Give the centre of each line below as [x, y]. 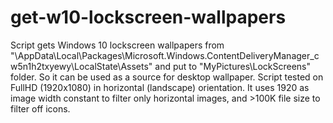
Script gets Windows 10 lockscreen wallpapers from [117, 45]
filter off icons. [40, 108]
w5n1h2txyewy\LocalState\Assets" [81, 66]
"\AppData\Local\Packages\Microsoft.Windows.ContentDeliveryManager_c [165, 55]
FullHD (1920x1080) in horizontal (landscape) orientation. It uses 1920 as [160, 87]
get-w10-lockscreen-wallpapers [148, 17]
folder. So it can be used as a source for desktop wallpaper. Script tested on [167, 77]
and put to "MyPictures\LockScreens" [232, 66]
